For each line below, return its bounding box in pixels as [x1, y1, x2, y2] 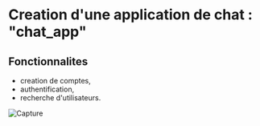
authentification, [19, 84, 75, 94]
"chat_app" [8, 22, 87, 41]
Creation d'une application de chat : [8, 6, 254, 24]
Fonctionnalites [8, 55, 89, 68]
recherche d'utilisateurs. [19, 93, 101, 102]
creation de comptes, [19, 76, 91, 85]
